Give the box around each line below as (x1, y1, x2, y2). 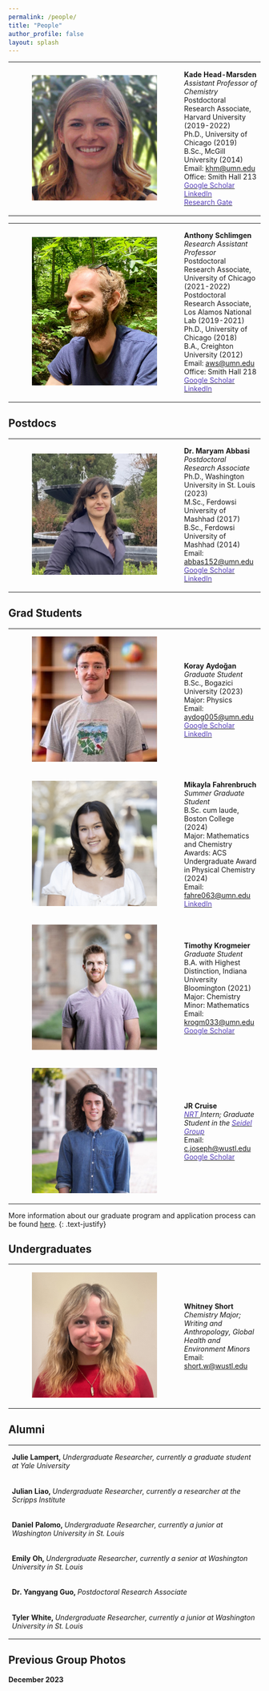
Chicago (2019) (183, 138, 238, 148)
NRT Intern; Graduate (183, 1110, 255, 1119)
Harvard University (183, 112, 247, 122)
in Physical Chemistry (183, 864, 255, 874)
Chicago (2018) (183, 333, 238, 342)
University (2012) (183, 350, 243, 360)
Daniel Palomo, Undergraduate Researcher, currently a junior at (11, 1519, 223, 1529)
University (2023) (183, 686, 243, 697)
